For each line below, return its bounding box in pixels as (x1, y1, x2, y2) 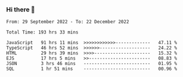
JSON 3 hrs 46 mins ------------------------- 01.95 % (6, 61, 178, 67)
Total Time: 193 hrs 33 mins (6, 29, 79, 35)
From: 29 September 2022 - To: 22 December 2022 (6, 19, 129, 25)
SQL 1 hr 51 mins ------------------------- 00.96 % (6, 66, 178, 72)
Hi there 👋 (6, 5, 36, 14)
